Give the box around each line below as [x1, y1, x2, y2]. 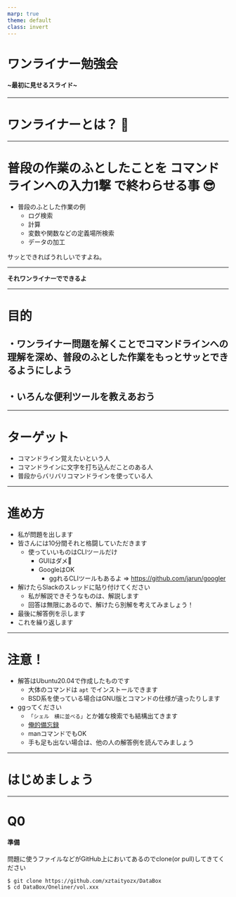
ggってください [17, 703, 62, 711]
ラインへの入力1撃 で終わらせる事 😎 [7, 177, 216, 193]
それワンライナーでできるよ [7, 274, 87, 282]
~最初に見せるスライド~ [7, 81, 78, 89]
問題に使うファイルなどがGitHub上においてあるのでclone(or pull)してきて [7, 855, 219, 863]
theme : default [7, 17, 52, 24]
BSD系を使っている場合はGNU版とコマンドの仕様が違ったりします [27, 694, 221, 702]
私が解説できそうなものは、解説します [27, 592, 139, 600]
